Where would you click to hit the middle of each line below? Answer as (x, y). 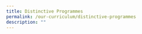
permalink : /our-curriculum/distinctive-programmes (71, 17)
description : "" (26, 22)
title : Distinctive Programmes (45, 11)
